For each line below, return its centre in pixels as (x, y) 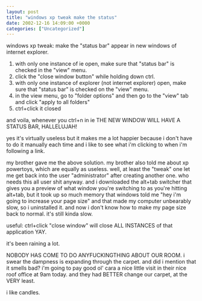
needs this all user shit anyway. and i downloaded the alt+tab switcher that (99, 182)
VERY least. (21, 281)
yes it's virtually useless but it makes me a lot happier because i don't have (99, 138)
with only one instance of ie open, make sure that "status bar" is (95, 64)
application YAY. (27, 232)
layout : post (23, 12)
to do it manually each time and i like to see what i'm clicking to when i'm (97, 144)
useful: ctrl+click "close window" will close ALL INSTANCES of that (90, 226)
